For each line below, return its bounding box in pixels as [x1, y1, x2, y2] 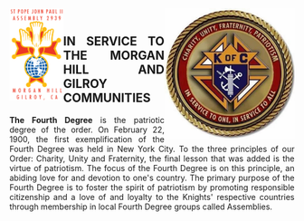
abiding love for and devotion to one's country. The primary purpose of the [9, 172, 295, 183]
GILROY [62, 76, 108, 91]
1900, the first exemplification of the [9, 133, 165, 144]
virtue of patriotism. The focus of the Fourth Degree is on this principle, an [9, 162, 295, 173]
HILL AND [62, 62, 165, 78]
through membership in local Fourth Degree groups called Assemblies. [9, 201, 273, 212]
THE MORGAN [62, 48, 165, 63]
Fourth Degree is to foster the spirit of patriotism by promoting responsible [9, 181, 295, 193]
